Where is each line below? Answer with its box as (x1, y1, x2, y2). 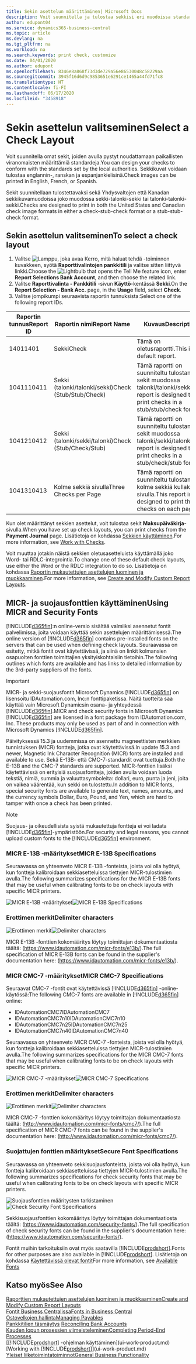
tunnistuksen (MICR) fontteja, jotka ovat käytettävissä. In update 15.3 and (6, 744, 180, 751)
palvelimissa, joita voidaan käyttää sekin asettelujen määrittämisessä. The (6, 629, 182, 636)
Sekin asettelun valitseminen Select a (6, 121, 190, 134)
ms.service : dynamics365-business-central (6, 25, 111, 31)
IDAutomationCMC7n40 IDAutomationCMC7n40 (14, 1027, 128, 1034)
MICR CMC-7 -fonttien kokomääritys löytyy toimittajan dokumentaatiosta (6, 1114, 181, 1121)
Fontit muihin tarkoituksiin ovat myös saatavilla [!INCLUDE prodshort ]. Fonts (6, 1245, 185, 1252)
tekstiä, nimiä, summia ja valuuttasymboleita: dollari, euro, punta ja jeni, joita (6, 775, 188, 782)
